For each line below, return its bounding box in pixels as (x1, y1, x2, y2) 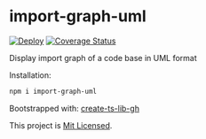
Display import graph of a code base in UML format (9, 52, 197, 63)
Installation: (9, 69, 51, 81)
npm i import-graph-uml (9, 87, 98, 96)
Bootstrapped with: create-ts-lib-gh (9, 103, 140, 113)
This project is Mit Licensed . (9, 120, 113, 130)
